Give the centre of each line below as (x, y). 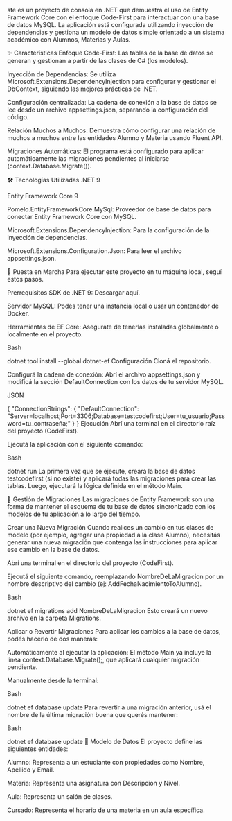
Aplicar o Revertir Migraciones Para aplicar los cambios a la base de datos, (114, 631)
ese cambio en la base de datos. (54, 550)
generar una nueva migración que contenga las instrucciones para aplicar (113, 542)
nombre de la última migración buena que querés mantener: (93, 715)
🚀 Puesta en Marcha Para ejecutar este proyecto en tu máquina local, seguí (114, 272)
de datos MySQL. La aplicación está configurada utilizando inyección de (110, 25)
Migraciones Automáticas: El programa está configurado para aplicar (106, 151)
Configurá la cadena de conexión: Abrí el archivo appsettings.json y (104, 374)
